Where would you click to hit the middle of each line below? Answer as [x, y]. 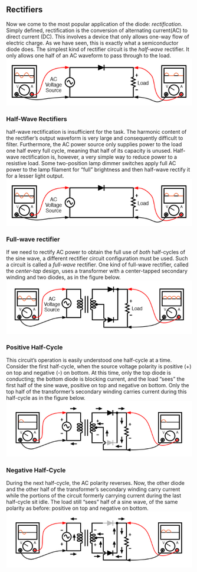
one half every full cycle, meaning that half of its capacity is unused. [89, 151]
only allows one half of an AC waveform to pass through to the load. [89, 55]
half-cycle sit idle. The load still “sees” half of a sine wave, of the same [92, 502]
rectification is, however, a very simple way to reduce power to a [99, 157]
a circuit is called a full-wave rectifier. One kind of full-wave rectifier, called [97, 265]
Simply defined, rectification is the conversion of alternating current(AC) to [97, 30]
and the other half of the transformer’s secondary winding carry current [93, 489]
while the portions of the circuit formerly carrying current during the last [94, 496]
